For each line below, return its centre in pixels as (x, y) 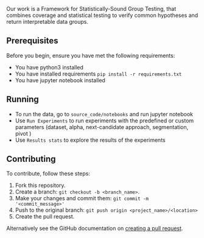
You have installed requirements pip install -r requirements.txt (98, 74)
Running (23, 100)
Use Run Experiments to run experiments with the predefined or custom (104, 121)
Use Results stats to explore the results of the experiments (90, 140)
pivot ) (23, 133)
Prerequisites (32, 41)
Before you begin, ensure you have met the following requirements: (91, 55)
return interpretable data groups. (47, 22)
